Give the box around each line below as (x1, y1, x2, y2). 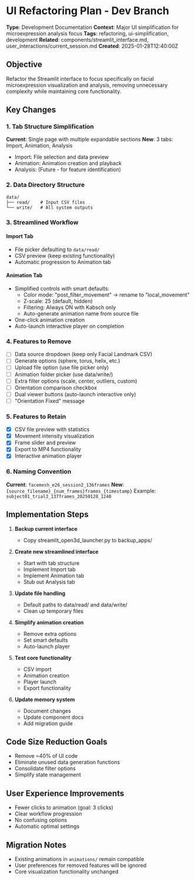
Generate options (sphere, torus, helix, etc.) (14, 357, 120, 364)
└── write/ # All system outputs (6, 205, 93, 211)
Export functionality (23, 684, 72, 691)
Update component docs (23, 714, 84, 721)
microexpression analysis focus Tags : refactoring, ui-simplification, (6, 29, 169, 37)
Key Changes (6, 105, 56, 115)
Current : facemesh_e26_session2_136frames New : (6, 481, 125, 488)
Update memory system (14, 696, 75, 703)
